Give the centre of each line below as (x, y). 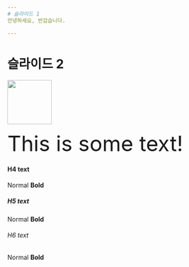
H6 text (18, 235)
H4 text (18, 169)
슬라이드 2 (36, 64)
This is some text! (95, 144)
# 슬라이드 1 (24, 14)
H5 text (18, 201)
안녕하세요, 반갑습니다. (36, 21)
